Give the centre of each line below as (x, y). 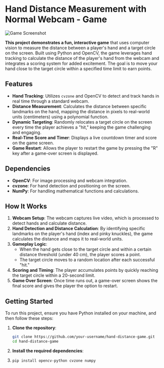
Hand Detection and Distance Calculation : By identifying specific (79, 229)
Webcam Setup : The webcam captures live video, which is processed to (85, 218)
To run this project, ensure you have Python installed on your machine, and (81, 313)
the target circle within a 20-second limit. (54, 275)
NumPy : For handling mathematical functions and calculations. (76, 191)
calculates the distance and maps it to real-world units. (68, 239)
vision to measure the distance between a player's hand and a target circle (80, 48)
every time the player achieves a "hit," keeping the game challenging (81, 127)
